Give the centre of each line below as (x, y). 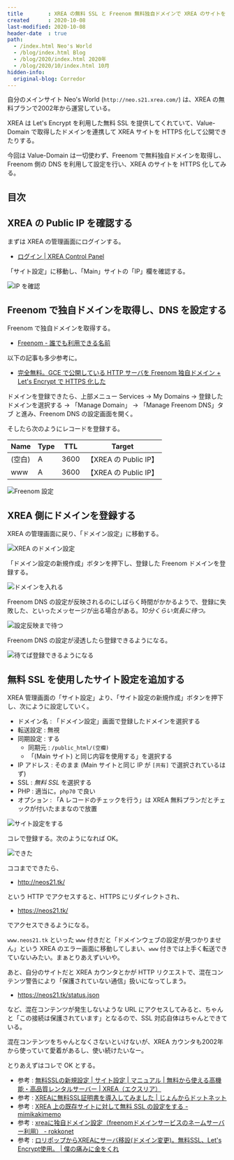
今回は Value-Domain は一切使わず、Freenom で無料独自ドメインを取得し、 (116, 155)
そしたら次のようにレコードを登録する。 (65, 429)
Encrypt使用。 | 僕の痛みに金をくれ (68, 1149)
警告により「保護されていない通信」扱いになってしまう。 (108, 981)
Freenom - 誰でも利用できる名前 (64, 343)
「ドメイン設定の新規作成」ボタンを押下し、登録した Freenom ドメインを (114, 563)
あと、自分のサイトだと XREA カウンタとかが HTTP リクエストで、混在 (109, 972)
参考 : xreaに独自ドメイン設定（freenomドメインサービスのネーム (112, 1123)
